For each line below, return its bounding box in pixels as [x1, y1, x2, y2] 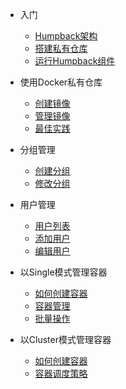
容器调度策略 [34, 368, 88, 379]
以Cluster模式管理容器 [19, 334, 112, 345]
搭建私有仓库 [34, 43, 88, 54]
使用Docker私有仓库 [19, 76, 103, 88]
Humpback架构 [34, 30, 98, 42]
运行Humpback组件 [34, 55, 116, 67]
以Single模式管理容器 [19, 266, 108, 278]
